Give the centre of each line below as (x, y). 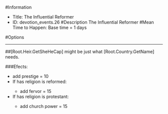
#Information (18, 7)
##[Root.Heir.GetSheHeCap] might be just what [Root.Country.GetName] (80, 51)
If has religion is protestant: (40, 96)
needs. (12, 57)
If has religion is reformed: (39, 81)
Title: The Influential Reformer (43, 17)
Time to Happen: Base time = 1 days (49, 27)
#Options (15, 37)
